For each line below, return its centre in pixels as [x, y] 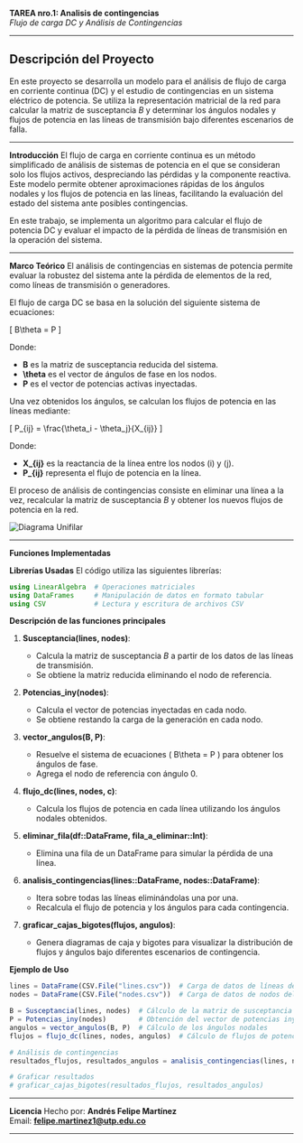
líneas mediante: [40, 411]
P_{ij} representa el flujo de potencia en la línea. [112, 472]
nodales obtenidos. [72, 818]
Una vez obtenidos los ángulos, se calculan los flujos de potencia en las [143, 401]
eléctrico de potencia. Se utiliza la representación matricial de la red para [145, 100]
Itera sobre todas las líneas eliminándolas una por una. [137, 898]
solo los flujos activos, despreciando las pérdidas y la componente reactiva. [150, 174]
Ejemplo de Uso [39, 970]
